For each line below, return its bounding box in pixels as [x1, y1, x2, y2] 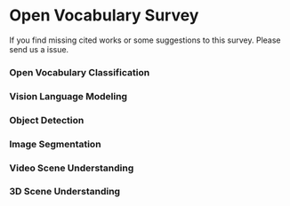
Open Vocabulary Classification [9, 66, 150, 78]
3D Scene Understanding [9, 186, 121, 198]
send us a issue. [9, 44, 69, 54]
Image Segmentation [9, 138, 101, 150]
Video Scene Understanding [9, 162, 134, 174]
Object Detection [9, 114, 85, 126]
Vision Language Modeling [9, 90, 127, 102]
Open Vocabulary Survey [9, 5, 199, 26]
